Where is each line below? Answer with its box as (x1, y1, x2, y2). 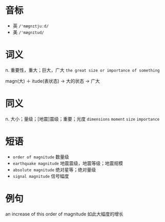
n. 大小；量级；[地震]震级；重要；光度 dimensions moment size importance (5, 116, 160, 122)
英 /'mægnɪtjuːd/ (12, 23, 49, 29)
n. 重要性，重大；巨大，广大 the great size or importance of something (5, 67, 160, 73)
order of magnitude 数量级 (12, 154, 69, 160)
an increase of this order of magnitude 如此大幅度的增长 (5, 211, 124, 217)
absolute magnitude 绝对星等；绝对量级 (12, 166, 96, 173)
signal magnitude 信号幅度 (12, 173, 69, 179)
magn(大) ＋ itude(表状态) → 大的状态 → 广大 (5, 78, 100, 84)
